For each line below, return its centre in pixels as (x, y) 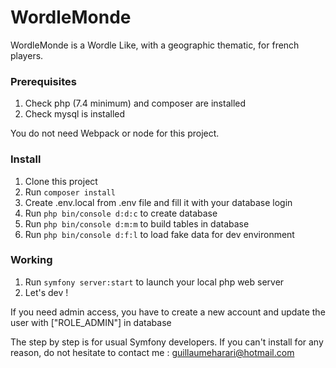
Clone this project (61, 181)
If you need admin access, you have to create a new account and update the (168, 312)
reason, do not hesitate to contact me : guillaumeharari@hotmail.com (152, 352)
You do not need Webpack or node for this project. (115, 133)
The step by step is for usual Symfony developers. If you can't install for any (167, 342)
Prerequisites (43, 81)
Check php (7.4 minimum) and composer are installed (135, 103)
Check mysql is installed (75, 114)
